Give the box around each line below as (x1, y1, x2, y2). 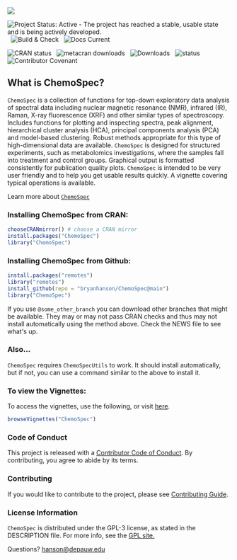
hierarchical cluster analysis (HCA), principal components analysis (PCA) (7, 125, 219, 134)
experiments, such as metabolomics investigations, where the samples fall (7, 148, 224, 156)
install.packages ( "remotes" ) (7, 272, 93, 279)
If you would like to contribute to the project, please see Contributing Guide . (7, 490, 229, 498)
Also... (7, 345, 31, 355)
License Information (7, 508, 78, 518)
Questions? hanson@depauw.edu (7, 544, 105, 553)
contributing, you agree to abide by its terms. (7, 456, 139, 464)
